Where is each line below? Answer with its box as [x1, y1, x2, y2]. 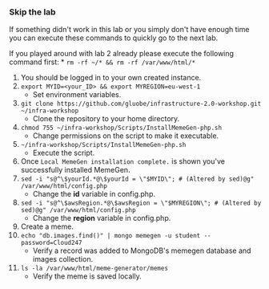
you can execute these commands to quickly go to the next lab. [9, 33, 219, 43]
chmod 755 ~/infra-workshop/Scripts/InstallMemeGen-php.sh [20, 124, 223, 132]
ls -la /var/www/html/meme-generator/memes [20, 264, 169, 273]
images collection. [32, 254, 94, 264]
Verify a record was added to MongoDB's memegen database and [32, 246, 251, 255]
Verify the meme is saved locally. [32, 271, 143, 281]
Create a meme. [20, 222, 74, 231]
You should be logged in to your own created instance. [20, 73, 202, 83]
